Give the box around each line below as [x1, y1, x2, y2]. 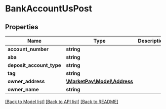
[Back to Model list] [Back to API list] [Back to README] [5, 99, 119, 105]
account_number [7, 46, 49, 53]
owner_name [7, 86, 39, 93]
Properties [5, 23, 39, 31]
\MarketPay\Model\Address [66, 78, 133, 85]
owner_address [7, 78, 45, 85]
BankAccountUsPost [5, 3, 92, 14]
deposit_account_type [7, 62, 62, 68]
